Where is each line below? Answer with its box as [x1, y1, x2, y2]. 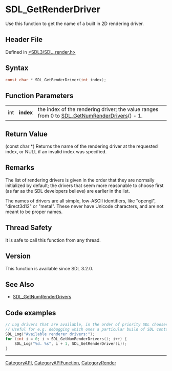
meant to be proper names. [5, 208, 63, 215]
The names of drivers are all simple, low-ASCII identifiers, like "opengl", [5, 198, 156, 204]
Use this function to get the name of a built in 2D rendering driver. [5, 20, 144, 27]
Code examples [5, 308, 56, 317]
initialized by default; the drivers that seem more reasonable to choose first [5, 182, 164, 189]
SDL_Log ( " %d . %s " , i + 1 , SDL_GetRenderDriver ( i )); [14, 341, 127, 346]
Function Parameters [5, 91, 74, 100]
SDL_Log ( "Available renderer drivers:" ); [5, 331, 95, 337]
